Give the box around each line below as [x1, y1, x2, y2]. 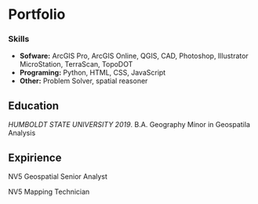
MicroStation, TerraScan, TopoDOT [19, 60, 133, 69]
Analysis [8, 128, 36, 138]
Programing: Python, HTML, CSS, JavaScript [19, 68, 166, 78]
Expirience [8, 151, 62, 164]
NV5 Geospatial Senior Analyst [8, 172, 108, 181]
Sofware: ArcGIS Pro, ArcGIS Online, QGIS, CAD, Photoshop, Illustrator [19, 51, 249, 60]
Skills [8, 34, 30, 45]
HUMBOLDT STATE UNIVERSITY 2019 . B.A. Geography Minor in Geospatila [8, 120, 251, 129]
